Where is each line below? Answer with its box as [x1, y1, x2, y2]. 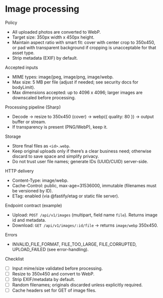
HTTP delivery [5, 168, 34, 174]
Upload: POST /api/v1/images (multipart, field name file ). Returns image [12, 212, 158, 218]
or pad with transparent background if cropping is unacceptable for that [12, 44, 157, 50]
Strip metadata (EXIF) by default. [12, 55, 78, 61]
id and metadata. [12, 217, 46, 223]
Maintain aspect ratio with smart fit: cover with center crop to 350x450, [12, 39, 156, 45]
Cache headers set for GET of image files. [12, 287, 96, 294]
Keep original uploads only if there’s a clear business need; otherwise [12, 148, 152, 154]
